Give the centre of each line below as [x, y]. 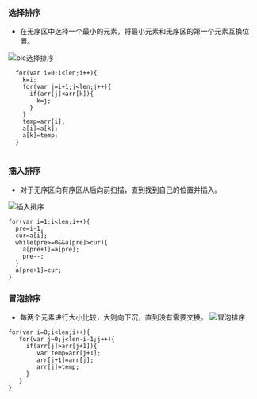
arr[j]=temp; [58, 366]
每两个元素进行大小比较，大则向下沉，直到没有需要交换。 [113, 317]
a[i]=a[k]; [40, 129]
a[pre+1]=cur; [38, 270]
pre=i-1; [30, 228]
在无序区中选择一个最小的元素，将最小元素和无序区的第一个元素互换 [131, 31]
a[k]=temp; [40, 136]
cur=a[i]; [31, 236]
